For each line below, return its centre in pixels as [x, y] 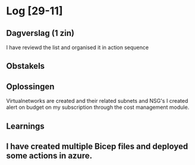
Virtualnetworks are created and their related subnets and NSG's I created [97, 101]
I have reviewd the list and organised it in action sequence [78, 47]
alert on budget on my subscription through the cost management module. [98, 107]
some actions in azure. [49, 156]
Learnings [25, 126]
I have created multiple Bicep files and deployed [97, 146]
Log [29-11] [35, 11]
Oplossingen [30, 86]
